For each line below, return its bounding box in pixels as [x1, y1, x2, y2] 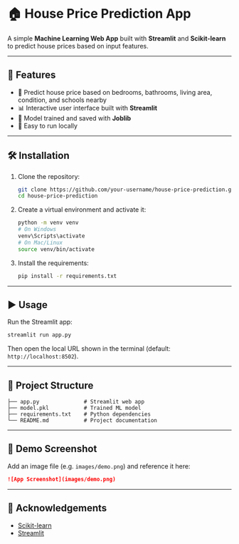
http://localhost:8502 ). [7, 352, 79, 361]
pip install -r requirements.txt [17, 272, 117, 279]
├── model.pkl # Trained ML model [7, 404, 142, 412]
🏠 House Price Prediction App [7, 6, 191, 22]
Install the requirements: [17, 258, 89, 267]
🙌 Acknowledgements [7, 502, 107, 514]
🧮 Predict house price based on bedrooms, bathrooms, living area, [17, 88, 213, 96]
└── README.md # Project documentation [7, 417, 158, 424]
